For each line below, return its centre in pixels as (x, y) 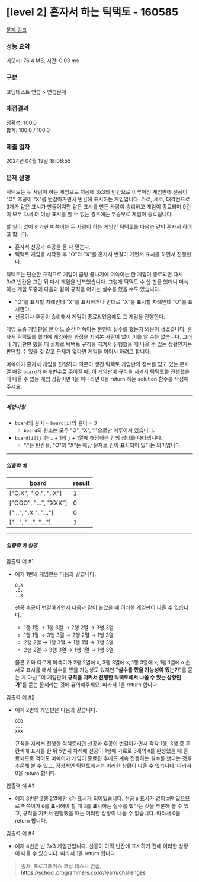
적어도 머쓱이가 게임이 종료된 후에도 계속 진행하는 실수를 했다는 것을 (114, 758)
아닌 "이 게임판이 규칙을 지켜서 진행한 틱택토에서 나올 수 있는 (97, 678)
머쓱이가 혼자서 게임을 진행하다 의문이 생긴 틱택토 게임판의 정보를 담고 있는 (92, 364)
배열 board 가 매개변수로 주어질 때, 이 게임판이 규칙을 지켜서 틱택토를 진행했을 (101, 371)
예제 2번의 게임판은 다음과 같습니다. (56, 710)
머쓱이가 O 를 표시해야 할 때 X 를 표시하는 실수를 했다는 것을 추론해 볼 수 (102, 806)
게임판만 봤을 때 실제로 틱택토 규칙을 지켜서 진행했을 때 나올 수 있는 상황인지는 (102, 344)
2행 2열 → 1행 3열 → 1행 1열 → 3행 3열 (69, 642)
